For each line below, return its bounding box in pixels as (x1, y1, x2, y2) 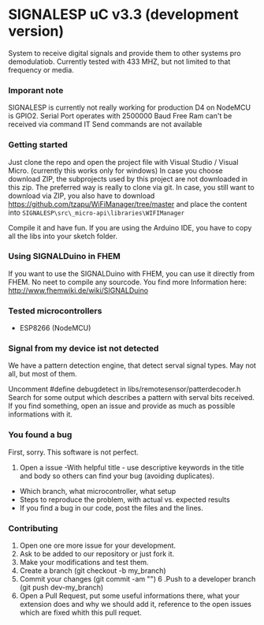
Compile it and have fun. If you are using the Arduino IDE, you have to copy (8, 223, 252, 232)
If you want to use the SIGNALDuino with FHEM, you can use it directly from (8, 268, 255, 278)
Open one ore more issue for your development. (19, 541, 176, 550)
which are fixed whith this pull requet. (19, 608, 142, 617)
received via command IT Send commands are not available (8, 120, 203, 129)
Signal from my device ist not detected (8, 343, 159, 354)
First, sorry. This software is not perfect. (8, 447, 139, 457)
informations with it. (8, 410, 73, 419)
